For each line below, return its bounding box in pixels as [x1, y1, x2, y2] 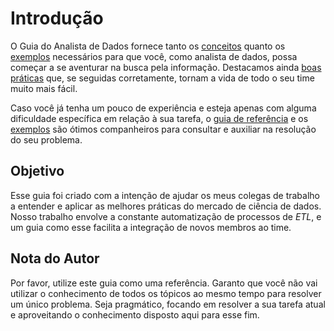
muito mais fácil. [10, 82, 78, 94]
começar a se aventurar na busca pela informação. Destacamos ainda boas [10, 61, 322, 73]
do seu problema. [10, 133, 83, 146]
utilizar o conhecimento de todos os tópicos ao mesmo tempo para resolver [10, 287, 322, 299]
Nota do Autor [10, 250, 100, 267]
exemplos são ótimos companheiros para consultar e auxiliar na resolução [10, 123, 317, 135]
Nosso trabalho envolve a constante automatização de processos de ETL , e [10, 210, 322, 222]
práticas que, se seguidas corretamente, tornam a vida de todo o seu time [10, 72, 315, 84]
